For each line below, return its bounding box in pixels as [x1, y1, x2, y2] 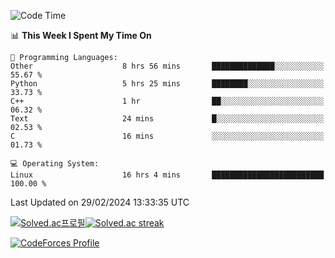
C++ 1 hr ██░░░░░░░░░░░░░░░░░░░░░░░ [10, 96, 325, 106]
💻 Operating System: [10, 159, 100, 169]
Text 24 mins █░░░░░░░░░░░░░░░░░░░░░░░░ [10, 114, 325, 124]
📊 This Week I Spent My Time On [10, 30, 152, 41]
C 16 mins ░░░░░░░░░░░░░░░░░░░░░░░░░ [10, 131, 325, 141]
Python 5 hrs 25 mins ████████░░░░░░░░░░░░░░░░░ [10, 79, 325, 89]
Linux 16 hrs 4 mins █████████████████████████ [10, 170, 325, 180]
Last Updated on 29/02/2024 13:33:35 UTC [10, 196, 190, 208]
